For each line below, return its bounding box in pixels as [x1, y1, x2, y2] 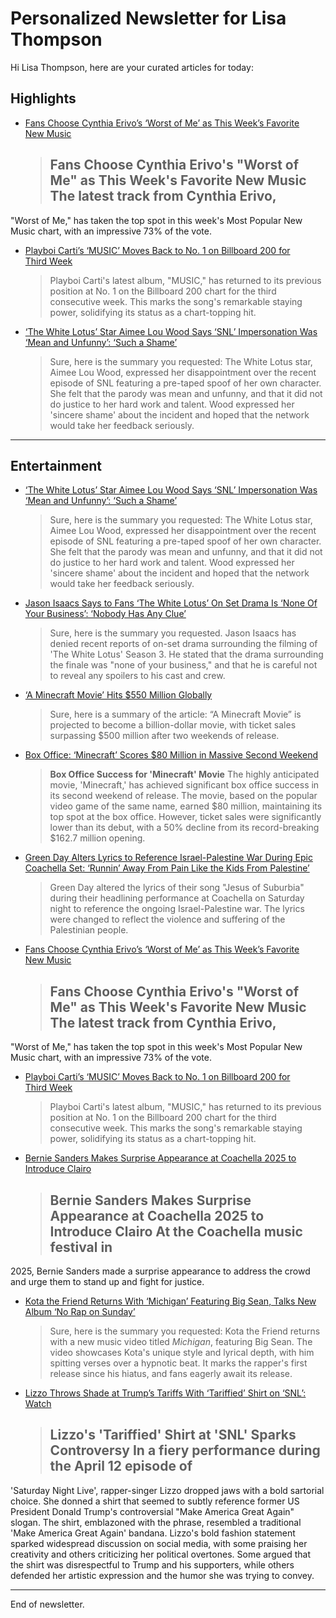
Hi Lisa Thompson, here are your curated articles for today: [10, 61, 254, 73]
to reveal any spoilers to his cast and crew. [49, 670, 226, 682]
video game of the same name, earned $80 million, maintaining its [49, 800, 323, 812]
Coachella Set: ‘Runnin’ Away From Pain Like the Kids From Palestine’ [24, 862, 310, 874]
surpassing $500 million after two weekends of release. [49, 730, 280, 742]
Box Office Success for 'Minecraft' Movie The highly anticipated [49, 768, 320, 781]
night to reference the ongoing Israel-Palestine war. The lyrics [49, 903, 305, 915]
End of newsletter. [10, 1598, 85, 1610]
